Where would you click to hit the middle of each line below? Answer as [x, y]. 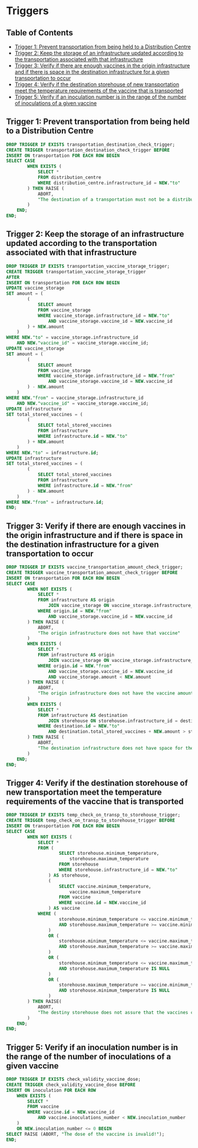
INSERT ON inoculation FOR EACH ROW [51, 1090]
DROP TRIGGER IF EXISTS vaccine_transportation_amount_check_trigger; [95, 568]
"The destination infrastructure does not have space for [110, 748]
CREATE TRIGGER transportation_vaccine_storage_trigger [76, 272]
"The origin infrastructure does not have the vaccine [106, 693]
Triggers [27, 11]
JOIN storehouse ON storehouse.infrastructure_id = [113, 721]
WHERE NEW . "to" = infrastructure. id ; [52, 452]
